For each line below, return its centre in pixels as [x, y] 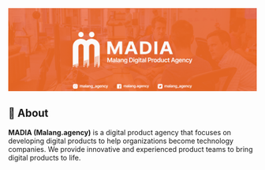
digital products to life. [45, 157]
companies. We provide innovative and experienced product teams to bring [131, 149]
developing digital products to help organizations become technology [121, 141]
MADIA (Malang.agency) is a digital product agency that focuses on [119, 132]
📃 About [28, 113]
